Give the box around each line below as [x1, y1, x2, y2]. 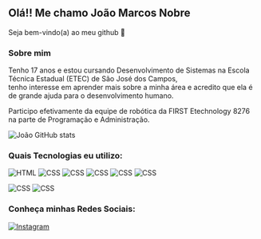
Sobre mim [8, 47, 52, 58]
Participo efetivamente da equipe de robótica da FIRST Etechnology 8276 [8, 107, 250, 116]
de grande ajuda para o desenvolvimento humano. [8, 91, 174, 100]
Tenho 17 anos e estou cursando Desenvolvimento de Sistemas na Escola [8, 65, 250, 75]
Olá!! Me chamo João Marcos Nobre [8, 6, 191, 20]
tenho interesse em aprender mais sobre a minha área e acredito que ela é [8, 83, 253, 92]
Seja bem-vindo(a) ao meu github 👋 [8, 27, 125, 37]
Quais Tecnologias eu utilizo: [8, 151, 123, 162]
